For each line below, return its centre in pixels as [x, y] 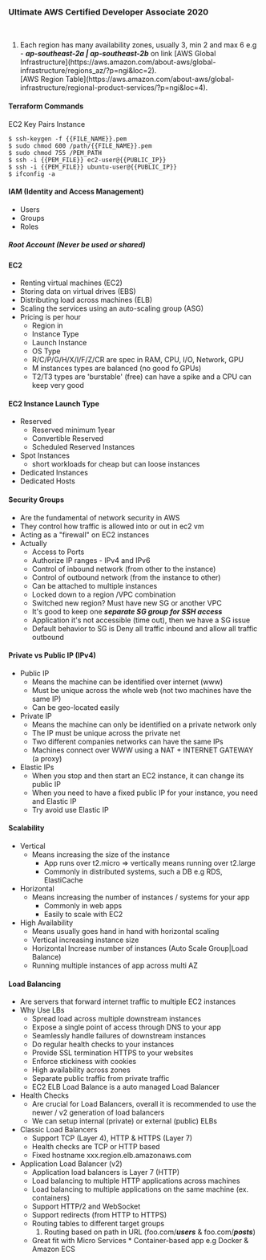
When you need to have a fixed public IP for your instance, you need [145, 793]
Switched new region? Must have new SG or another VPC [127, 603]
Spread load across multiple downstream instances [117, 1019]
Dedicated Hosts [48, 481]
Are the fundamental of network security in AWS [100, 517]
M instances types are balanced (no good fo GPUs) [117, 369]
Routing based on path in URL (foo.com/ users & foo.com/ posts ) [150, 1232]
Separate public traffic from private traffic [101, 1079]
